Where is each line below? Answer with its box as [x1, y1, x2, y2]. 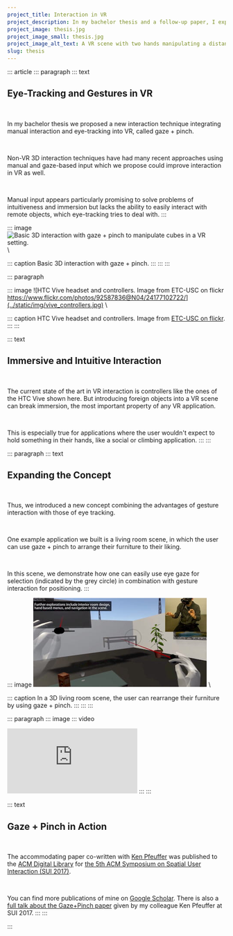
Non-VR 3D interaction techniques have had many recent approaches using [7, 153, 223, 162]
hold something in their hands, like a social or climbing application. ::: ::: [7, 435, 212, 444]
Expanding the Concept [7, 469, 112, 481]
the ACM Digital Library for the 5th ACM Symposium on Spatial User [7, 860, 201, 868]
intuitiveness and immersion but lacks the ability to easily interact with [7, 202, 207, 211]
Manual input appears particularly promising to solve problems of [7, 195, 194, 204]
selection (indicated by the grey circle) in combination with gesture [7, 577, 198, 585]
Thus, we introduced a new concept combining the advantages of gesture [7, 501, 219, 510]
